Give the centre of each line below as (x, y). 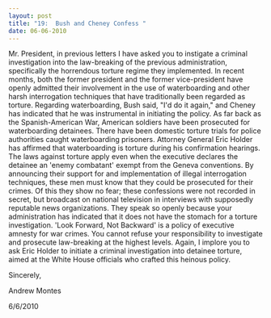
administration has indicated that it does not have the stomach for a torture (133, 217)
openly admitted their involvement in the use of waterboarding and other (129, 88)
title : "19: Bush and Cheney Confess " (78, 23)
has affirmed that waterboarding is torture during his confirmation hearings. (134, 148)
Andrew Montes (35, 291)
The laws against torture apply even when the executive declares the (123, 157)
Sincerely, (25, 275)
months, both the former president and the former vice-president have (126, 79)
